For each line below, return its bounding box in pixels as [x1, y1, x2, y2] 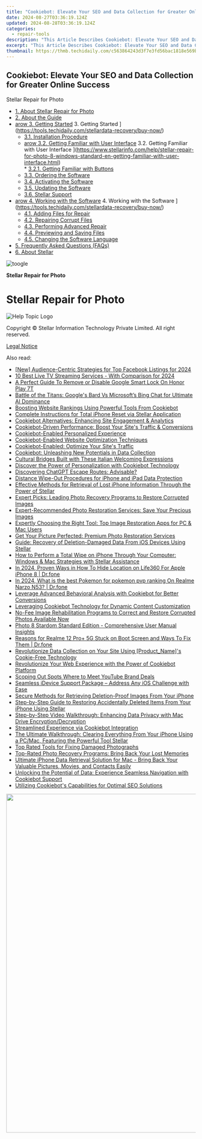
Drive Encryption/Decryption [14, 717, 86, 725]
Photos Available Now [14, 615, 69, 622]
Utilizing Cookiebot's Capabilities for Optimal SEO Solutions [14, 781, 163, 789]
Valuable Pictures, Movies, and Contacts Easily [14, 763, 131, 770]
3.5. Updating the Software [23, 184, 91, 192]
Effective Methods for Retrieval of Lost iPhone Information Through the [14, 481, 191, 488]
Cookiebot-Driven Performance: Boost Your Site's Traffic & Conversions [14, 423, 194, 431]
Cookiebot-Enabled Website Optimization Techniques [14, 436, 148, 443]
